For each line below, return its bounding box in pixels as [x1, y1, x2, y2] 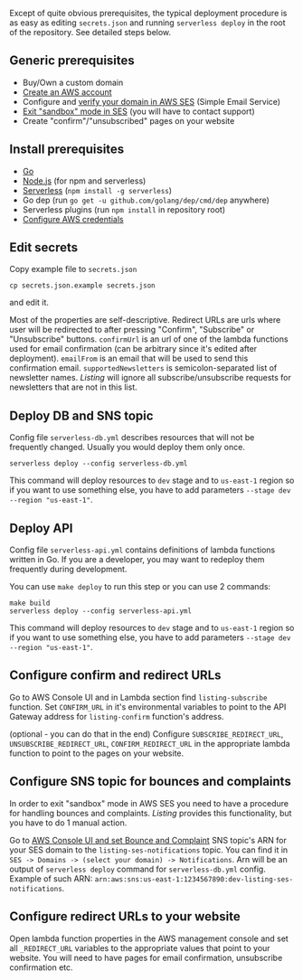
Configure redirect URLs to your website [9, 909, 241, 925]
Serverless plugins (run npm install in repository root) [22, 203, 226, 215]
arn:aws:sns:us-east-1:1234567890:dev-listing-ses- [94, 874, 294, 884]
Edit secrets [9, 240, 79, 256]
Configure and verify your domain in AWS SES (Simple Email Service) [22, 96, 281, 107]
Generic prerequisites [9, 53, 136, 69]
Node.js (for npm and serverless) [22, 175, 147, 186]
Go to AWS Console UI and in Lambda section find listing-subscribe [9, 692, 268, 702]
